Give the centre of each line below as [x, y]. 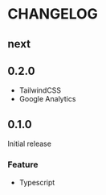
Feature [23, 164]
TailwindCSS [40, 90]
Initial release [29, 144]
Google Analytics [47, 99]
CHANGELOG [53, 14]
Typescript [37, 182]
